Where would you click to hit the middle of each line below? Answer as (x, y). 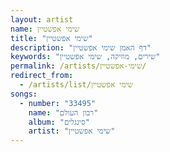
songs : (24, 94)
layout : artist (42, 19)
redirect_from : (42, 76)
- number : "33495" (58, 103)
